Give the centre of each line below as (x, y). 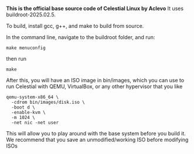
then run (16, 59)
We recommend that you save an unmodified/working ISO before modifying (97, 140)
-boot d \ (23, 107)
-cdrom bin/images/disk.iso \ (48, 102)
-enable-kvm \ (28, 113)
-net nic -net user (35, 123)
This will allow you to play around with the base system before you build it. (96, 133)
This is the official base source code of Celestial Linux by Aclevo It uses (95, 8)
